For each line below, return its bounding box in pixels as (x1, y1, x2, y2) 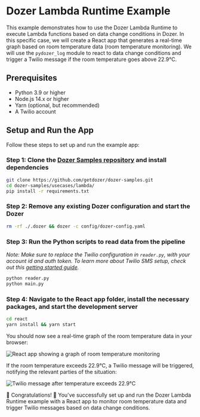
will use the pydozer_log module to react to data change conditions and (6, 49, 181, 56)
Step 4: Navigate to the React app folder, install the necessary (6, 295, 190, 303)
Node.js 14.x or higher (14, 95, 69, 102)
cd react (6, 316, 28, 322)
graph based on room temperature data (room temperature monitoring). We (6, 43, 192, 50)
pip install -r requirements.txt (6, 188, 90, 194)
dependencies (6, 163, 49, 171)
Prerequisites (6, 73, 57, 83)
